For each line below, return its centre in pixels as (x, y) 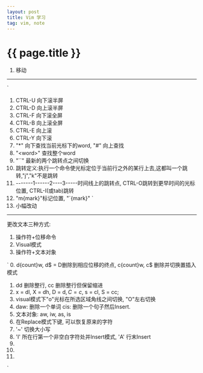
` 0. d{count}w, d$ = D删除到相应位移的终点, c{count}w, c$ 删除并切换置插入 (101, 265)
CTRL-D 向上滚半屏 (39, 108)
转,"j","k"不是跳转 (37, 176)
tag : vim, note (26, 23)
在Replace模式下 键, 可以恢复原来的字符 (64, 322)
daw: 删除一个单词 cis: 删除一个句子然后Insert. (73, 307)
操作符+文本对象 (36, 252)
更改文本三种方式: (29, 224)
